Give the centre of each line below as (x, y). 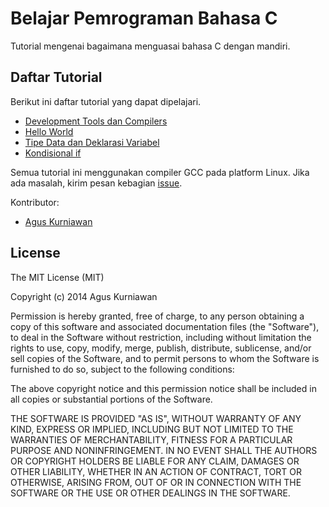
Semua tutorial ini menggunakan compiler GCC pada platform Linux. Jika (160, 172)
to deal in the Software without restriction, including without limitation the (161, 337)
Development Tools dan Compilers (96, 121)
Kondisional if (53, 153)
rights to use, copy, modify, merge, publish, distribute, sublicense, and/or (161, 348)
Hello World (49, 131)
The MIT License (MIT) (57, 277)
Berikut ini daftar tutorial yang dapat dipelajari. (106, 101)
